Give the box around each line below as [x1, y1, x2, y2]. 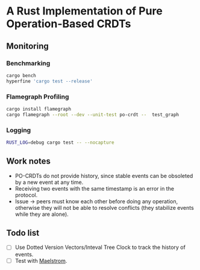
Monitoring [6, 41, 49, 51]
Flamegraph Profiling [6, 92, 69, 100]
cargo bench [6, 72, 36, 79]
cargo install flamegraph [6, 106, 71, 112]
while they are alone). [14, 210, 69, 218]
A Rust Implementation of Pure [6, 4, 163, 18]
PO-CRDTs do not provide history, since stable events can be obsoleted [14, 172, 193, 179]
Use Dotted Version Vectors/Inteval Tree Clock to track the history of [14, 244, 186, 251]
